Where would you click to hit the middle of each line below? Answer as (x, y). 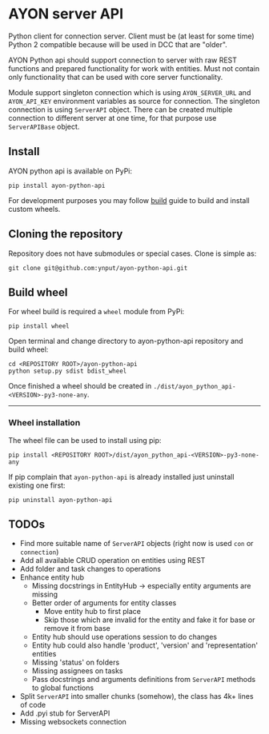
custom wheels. (34, 209)
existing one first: (37, 485)
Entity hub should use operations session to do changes (124, 637)
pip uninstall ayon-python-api (60, 500)
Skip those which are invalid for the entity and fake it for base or (149, 620)
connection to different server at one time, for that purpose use (112, 118)
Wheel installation (44, 423)
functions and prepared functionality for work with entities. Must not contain (134, 68)
